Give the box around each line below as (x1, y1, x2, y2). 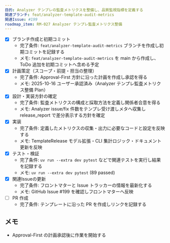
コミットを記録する (24, 49, 65, 55)
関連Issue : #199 (5, 17, 38, 22)
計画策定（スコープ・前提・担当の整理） (12, 68, 97, 74)
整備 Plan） (24, 87, 48, 93)
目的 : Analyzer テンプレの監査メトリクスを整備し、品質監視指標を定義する (5, 7, 144, 13)
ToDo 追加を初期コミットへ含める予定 (19, 61, 100, 67)
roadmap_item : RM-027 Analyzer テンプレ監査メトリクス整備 (5, 21, 123, 27)
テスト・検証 (12, 150, 39, 156)
